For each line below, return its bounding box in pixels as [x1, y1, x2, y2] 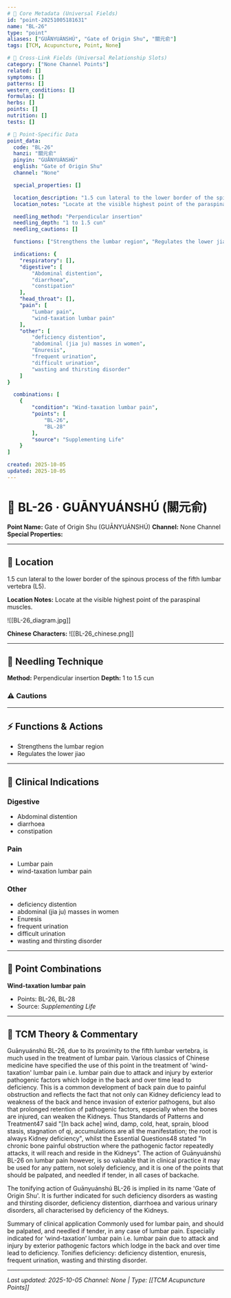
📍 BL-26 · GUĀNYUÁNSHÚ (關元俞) [7, 499, 208, 515]
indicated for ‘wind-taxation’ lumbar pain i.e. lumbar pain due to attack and [7, 1234, 219, 1243]
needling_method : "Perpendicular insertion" [13, 213, 143, 220]
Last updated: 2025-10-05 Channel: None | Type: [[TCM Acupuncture [7, 1276, 206, 1284]
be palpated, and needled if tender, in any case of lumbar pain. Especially [7, 1227, 215, 1235]
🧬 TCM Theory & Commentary [7, 1028, 139, 1040]
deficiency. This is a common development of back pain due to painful [7, 1083, 206, 1091]
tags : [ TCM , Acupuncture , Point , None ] [7, 42, 122, 49]
